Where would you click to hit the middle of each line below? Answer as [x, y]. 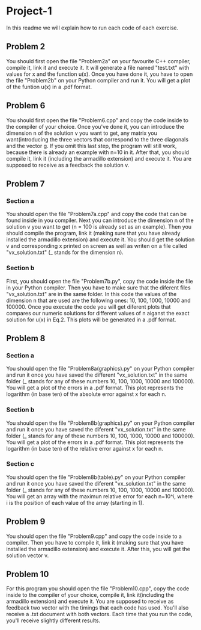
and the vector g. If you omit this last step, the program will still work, [91, 146]
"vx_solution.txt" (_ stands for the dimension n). [65, 252]
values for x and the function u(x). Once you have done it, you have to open [100, 74]
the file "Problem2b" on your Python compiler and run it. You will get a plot [98, 80]
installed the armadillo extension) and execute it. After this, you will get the [98, 549]
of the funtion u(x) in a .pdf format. [49, 87]
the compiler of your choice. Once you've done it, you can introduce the [95, 126]
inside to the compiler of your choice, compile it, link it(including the [90, 595]
